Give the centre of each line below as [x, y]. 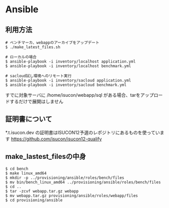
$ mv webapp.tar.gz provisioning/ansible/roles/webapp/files [72, 196]
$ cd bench [17, 169]
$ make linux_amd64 [26, 173]
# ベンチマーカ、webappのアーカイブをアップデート [52, 43]
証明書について [29, 119]
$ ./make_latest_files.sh [33, 47]
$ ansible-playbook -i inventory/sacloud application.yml [68, 80]
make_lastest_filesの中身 [46, 157]
